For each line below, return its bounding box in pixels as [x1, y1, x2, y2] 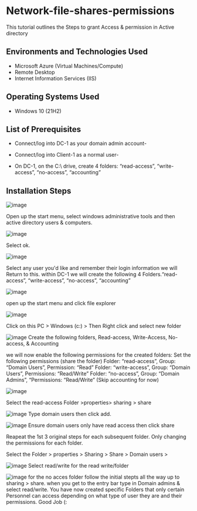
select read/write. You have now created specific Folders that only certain [6, 486, 185, 493]
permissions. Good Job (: [6, 499, 67, 506]
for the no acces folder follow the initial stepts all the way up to [28, 473, 180, 480]
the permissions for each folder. [6, 439, 83, 446]
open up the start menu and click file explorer [6, 300, 116, 307]
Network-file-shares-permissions [6, 4, 175, 18]
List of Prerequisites [6, 124, 81, 134]
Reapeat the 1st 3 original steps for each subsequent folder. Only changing [6, 433, 186, 441]
